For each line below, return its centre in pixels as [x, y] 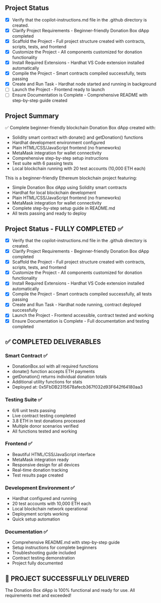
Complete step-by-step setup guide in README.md [63, 208]
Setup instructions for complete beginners [54, 548]
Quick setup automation [36, 519]
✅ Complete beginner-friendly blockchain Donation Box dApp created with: [80, 128]
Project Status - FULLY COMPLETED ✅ [64, 229]
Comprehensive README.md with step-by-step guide [66, 542]
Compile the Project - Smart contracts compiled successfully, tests [79, 73]
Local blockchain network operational [50, 509]
